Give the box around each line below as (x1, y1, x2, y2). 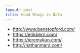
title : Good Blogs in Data (5, 12, 62, 17)
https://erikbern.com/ (12, 31, 58, 37)
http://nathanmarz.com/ (12, 42, 62, 48)
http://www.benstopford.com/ (12, 26, 75, 32)
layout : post (5, 7, 33, 13)
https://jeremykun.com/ (12, 36, 62, 43)
